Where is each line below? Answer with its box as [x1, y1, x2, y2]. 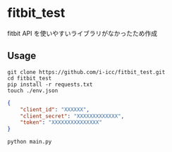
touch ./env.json [7, 87, 59, 94]
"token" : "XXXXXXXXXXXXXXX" [20, 119, 102, 126]
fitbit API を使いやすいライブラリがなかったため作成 [7, 29, 157, 37]
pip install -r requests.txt [7, 81, 93, 88]
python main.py [7, 139, 52, 146]
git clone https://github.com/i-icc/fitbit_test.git [7, 68, 166, 75]
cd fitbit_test [7, 75, 52, 82]
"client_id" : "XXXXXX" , [20, 106, 90, 113]
